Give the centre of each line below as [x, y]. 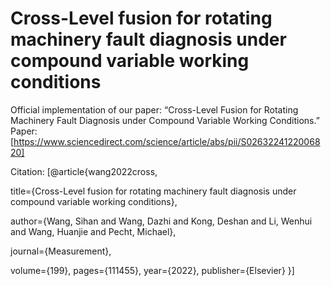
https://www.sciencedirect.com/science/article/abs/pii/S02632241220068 [167, 141]
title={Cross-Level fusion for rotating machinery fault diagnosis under [153, 191]
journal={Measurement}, [61, 251]
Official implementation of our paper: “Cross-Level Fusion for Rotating [154, 109]
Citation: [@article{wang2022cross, [84, 171]
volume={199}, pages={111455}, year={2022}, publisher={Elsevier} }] [152, 270]
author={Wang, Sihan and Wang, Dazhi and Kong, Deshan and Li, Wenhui [161, 221]
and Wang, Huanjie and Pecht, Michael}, [93, 231]
